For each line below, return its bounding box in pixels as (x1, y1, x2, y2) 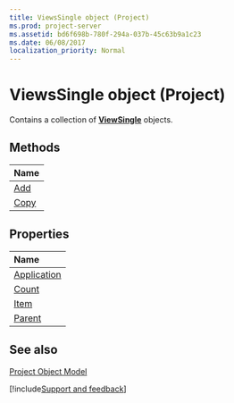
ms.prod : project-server (9, 21, 102, 30)
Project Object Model (9, 365, 88, 376)
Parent (13, 312, 42, 324)
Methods (9, 140, 61, 155)
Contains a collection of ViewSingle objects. (9, 114, 173, 125)
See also (9, 342, 58, 357)
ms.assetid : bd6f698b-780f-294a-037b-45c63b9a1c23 (9, 29, 202, 38)
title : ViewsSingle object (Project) (9, 13, 150, 22)
